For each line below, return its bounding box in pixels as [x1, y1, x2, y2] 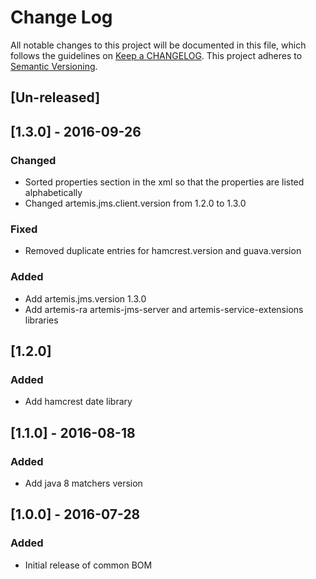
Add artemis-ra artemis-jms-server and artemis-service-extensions [24, 303, 304, 315]
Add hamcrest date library [24, 396, 133, 408]
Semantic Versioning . [10, 60, 98, 72]
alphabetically [24, 187, 83, 199]
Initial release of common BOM [24, 559, 153, 571]
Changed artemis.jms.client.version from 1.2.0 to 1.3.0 [24, 197, 247, 210]
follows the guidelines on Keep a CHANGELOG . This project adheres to [10, 49, 303, 61]
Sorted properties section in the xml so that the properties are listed [24, 176, 305, 188]
